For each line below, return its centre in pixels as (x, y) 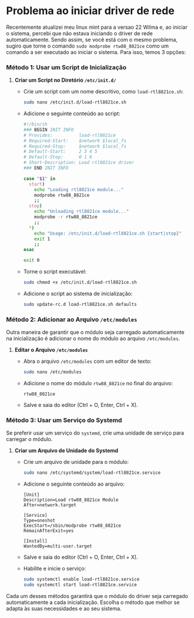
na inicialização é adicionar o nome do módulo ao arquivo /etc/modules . (93, 339)
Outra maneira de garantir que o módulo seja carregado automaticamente (96, 332)
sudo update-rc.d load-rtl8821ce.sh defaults (80, 304)
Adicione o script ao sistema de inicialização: (78, 293)
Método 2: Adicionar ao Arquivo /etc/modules (72, 319)
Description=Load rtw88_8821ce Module (71, 500)
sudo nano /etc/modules (53, 372)
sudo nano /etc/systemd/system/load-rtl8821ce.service (92, 473)
